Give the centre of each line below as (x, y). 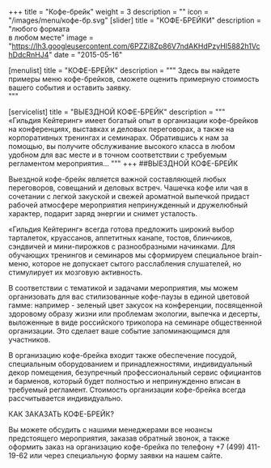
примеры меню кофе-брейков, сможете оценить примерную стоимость (134, 79)
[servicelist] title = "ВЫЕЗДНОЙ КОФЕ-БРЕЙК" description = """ (117, 112)
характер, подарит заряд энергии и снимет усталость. (103, 213)
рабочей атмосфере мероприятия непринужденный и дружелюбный (128, 205)
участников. (30, 340)
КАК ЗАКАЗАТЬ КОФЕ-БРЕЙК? (61, 414)
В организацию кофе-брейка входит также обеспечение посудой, (123, 355)
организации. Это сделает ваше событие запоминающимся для (119, 331)
